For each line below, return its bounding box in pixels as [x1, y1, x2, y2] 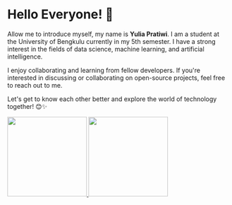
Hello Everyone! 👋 [7, 6, 114, 23]
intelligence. [7, 52, 43, 61]
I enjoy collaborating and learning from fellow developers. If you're [7, 66, 201, 74]
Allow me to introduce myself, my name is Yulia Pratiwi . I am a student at [7, 30, 220, 38]
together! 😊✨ [7, 102, 47, 110]
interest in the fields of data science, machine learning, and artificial [7, 45, 204, 53]
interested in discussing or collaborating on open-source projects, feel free [7, 74, 226, 82]
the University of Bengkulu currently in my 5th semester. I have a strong [7, 37, 216, 45]
